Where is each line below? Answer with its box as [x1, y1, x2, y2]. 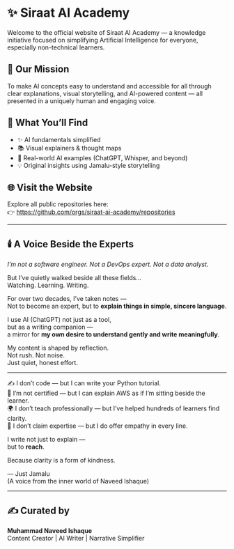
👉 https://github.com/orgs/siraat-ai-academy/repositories [7, 208, 175, 217]
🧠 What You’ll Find [7, 117, 88, 129]
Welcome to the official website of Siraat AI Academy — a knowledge [7, 28, 206, 36]
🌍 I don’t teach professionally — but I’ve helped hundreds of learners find [7, 404, 220, 412]
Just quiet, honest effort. [7, 359, 79, 367]
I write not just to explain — [7, 435, 86, 444]
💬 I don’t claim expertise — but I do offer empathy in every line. [7, 422, 188, 430]
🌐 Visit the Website [7, 181, 93, 193]
